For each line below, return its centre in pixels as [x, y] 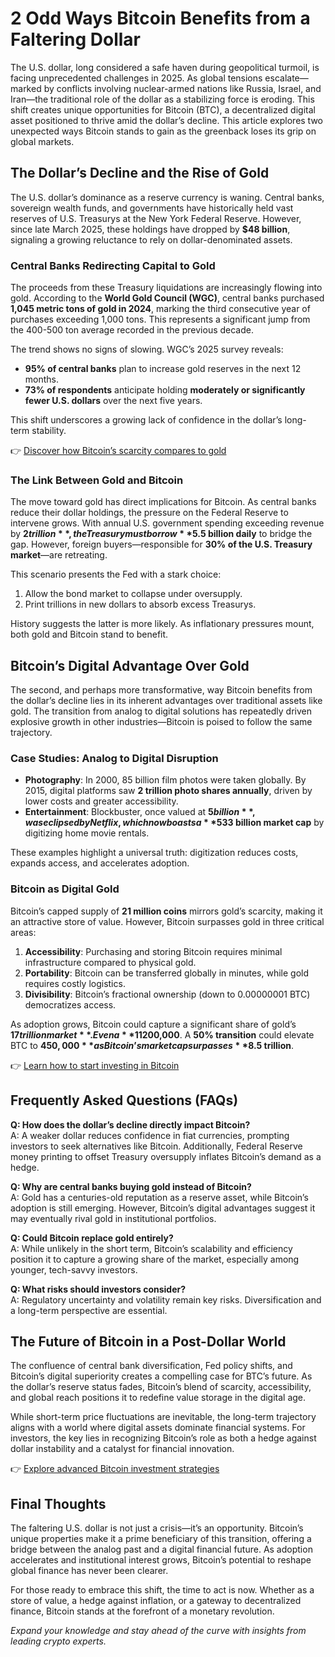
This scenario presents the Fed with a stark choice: [116, 574]
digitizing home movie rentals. [87, 833]
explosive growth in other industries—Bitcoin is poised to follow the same [161, 722]
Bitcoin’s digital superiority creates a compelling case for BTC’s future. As [161, 1376]
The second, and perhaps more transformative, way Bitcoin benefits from [161, 690]
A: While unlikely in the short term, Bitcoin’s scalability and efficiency [151, 1248]
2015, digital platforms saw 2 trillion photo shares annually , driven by [168, 791]
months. [42, 379]
